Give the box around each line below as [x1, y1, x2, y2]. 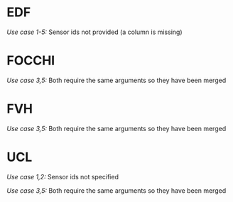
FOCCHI [6, 52, 55, 69]
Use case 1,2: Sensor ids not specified [6, 172, 119, 181]
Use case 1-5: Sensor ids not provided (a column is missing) [6, 28, 183, 36]
